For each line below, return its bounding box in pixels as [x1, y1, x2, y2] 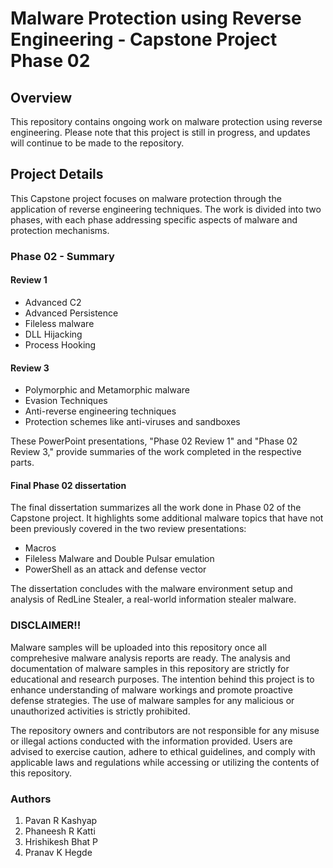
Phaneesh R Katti [24, 825, 96, 837]
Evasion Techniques [24, 395, 108, 407]
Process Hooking [24, 338, 97, 351]
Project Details [10, 166, 104, 183]
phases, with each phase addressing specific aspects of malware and [10, 213, 298, 226]
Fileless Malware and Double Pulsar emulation [24, 553, 215, 565]
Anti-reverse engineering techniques [24, 405, 177, 417]
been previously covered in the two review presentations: [10, 523, 247, 535]
